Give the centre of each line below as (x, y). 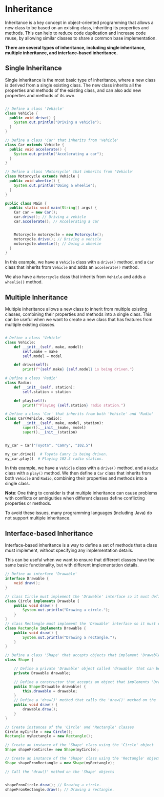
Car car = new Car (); (36, 213)
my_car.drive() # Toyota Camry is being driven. (57, 454)
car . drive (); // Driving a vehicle (50, 217)
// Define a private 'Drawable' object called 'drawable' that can (84, 668)
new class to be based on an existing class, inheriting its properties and (77, 27)
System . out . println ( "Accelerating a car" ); (59, 154)
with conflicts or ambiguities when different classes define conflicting (75, 498)
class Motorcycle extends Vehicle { (42, 176)
